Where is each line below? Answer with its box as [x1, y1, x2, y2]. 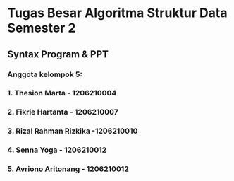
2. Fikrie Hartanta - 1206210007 [7, 107, 118, 117]
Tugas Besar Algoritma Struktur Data [7, 5, 228, 21]
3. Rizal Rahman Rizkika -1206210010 [7, 126, 138, 136]
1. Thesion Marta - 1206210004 [7, 88, 117, 98]
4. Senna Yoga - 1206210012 [7, 145, 107, 155]
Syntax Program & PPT [7, 48, 109, 60]
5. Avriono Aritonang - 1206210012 [7, 164, 129, 174]
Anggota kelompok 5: [7, 69, 83, 79]
